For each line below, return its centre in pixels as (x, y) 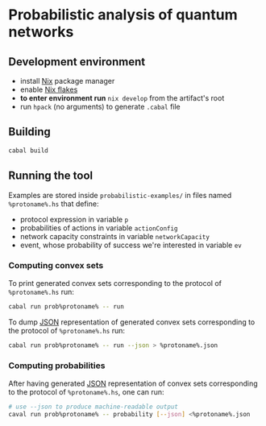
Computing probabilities (57, 366)
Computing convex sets (56, 266)
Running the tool (51, 176)
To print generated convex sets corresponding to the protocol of (115, 283)
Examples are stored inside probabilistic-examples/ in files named (120, 195)
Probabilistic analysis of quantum (123, 15)
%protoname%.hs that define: (54, 204)
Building (29, 132)
